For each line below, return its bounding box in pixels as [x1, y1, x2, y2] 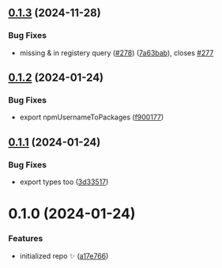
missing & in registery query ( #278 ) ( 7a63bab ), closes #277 [19, 47, 214, 58]
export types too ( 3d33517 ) [19, 177, 109, 187]
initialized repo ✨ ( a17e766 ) [19, 251, 109, 260]
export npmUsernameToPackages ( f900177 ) [19, 112, 164, 122]
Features [8, 233, 43, 244]
